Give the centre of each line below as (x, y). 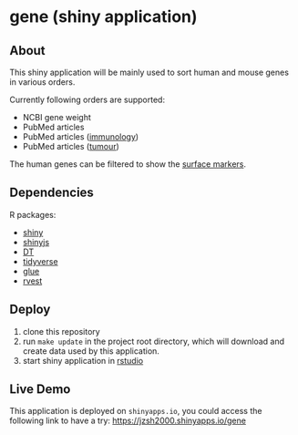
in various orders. (42, 82)
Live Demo (40, 389)
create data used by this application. (91, 351)
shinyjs (36, 242)
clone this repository (61, 331)
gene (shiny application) (103, 17)
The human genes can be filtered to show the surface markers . (128, 164)
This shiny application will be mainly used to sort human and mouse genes (149, 72)
